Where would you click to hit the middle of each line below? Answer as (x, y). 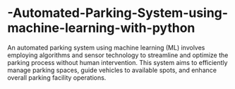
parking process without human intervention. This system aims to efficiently (117, 62)
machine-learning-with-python (101, 28)
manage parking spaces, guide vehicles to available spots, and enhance (112, 70)
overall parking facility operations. (57, 77)
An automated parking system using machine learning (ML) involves (106, 47)
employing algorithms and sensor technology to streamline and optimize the (118, 55)
